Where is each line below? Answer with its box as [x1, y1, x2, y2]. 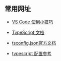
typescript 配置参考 [11, 50, 52, 56]
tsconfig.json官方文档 [11, 40, 56, 46]
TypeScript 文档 [11, 29, 45, 35]
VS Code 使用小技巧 [11, 19, 53, 25]
